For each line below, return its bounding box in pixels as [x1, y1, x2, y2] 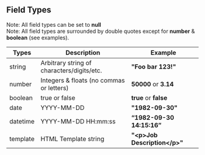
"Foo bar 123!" [131, 62, 176, 71]
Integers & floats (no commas [40, 76, 125, 84]
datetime [9, 117, 35, 125]
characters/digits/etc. [40, 66, 103, 75]
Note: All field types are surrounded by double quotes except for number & [6, 27, 195, 35]
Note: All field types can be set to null [6, 21, 102, 28]
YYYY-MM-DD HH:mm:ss [40, 117, 116, 125]
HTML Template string [40, 134, 105, 143]
